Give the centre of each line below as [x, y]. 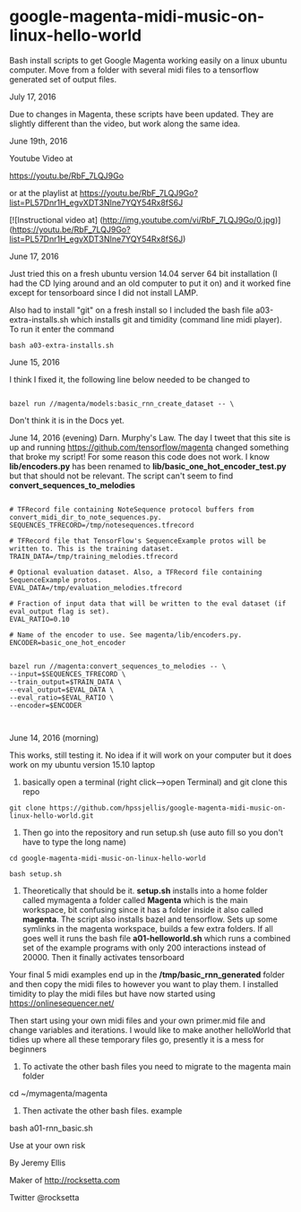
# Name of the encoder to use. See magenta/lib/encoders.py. [126, 635]
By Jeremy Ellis [38, 1163]
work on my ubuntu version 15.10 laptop [82, 764]
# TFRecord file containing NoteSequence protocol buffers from [132, 509]
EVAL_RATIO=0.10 [39, 619]
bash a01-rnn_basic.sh [51, 1128]
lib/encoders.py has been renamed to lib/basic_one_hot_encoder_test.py [148, 466]
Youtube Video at [41, 158]
